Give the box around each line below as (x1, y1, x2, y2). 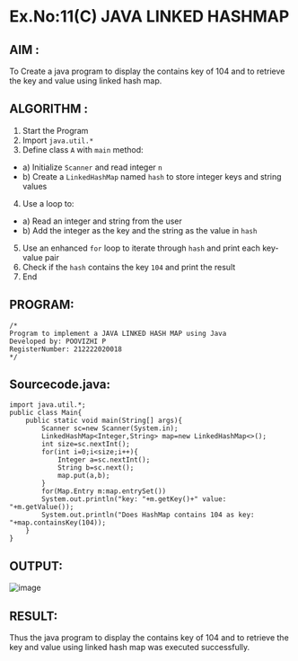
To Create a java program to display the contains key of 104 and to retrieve (9, 66, 285, 76)
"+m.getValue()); (9, 503, 74, 512)
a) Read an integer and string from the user (22, 216, 182, 226)
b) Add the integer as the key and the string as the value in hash (22, 225, 258, 235)
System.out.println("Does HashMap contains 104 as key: (41, 510, 255, 520)
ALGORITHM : (9, 101, 88, 117)
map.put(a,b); (57, 472, 110, 480)
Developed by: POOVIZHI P (9, 337, 106, 346)
